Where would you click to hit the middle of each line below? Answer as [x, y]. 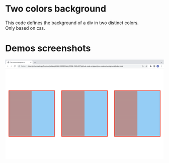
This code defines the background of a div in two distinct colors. [72, 23]
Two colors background [56, 9]
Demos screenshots [48, 49]
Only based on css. [25, 28]
